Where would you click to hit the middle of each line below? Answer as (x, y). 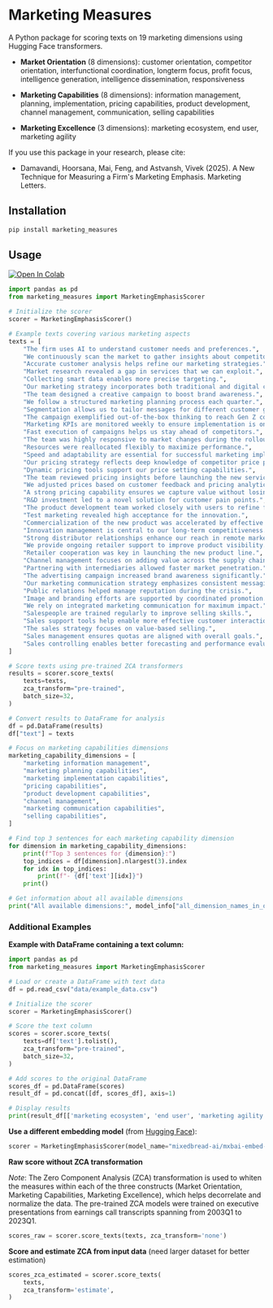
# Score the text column (50, 1026)
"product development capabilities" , (87, 793)
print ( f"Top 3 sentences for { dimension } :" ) (100, 854)
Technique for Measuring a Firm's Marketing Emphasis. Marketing (131, 176)
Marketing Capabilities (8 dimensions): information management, (130, 94)
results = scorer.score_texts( (61, 674)
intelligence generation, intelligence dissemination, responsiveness (132, 79)
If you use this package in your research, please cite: (97, 152)
